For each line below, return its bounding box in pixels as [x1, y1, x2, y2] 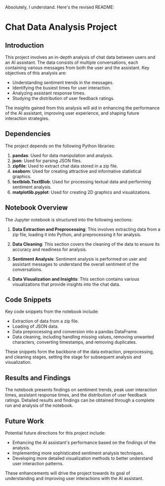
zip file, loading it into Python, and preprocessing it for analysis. [12, 231, 142, 237]
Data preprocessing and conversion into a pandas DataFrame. [12, 329, 138, 335]
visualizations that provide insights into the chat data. [12, 281, 121, 287]
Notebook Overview [5, 204, 68, 212]
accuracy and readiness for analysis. [12, 246, 87, 252]
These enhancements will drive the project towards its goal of [5, 470, 131, 476]
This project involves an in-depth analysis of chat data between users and [5, 54, 156, 60]
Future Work [5, 417, 44, 425]
